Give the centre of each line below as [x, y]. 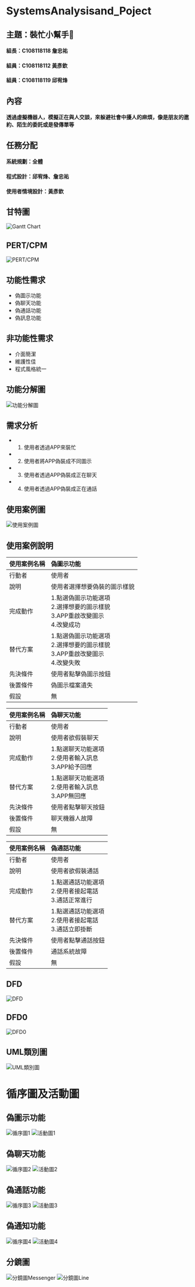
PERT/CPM [27, 245]
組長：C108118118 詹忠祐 [37, 51]
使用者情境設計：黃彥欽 [35, 191]
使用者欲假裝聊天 [75, 738]
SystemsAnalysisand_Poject [79, 11]
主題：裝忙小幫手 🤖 [40, 34]
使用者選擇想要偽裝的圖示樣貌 [93, 587]
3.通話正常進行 [72, 900]
